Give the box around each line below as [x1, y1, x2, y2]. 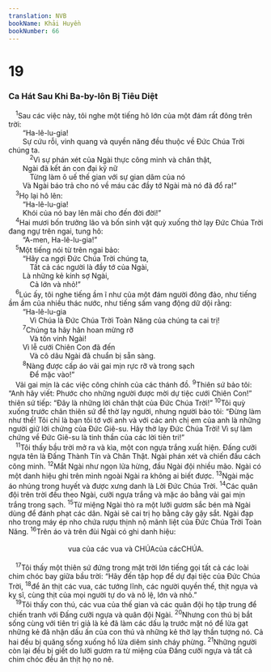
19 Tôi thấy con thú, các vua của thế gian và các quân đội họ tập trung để [15, 598, 257, 610]
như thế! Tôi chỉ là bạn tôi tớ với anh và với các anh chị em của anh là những [8, 415, 261, 426]
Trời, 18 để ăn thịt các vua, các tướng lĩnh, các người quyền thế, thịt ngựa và [8, 580, 259, 591]
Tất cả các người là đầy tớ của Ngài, [29, 263, 150, 272]
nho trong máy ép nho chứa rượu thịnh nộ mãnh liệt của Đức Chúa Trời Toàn [8, 516, 262, 527]
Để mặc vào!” [29, 370, 75, 379]
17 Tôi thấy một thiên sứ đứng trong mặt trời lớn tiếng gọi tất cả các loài [15, 561, 249, 572]
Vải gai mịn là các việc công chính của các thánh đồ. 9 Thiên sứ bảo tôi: [15, 379, 252, 389]
